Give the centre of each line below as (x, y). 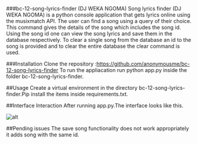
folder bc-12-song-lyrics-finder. (45, 76)
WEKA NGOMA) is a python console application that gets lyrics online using (98, 15)
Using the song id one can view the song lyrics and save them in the (89, 34)
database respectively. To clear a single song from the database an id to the (98, 40)
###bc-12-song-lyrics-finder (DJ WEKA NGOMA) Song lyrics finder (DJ (94, 9)
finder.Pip (18, 94)
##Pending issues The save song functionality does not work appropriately (98, 128)
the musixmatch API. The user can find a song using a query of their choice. (99, 21)
